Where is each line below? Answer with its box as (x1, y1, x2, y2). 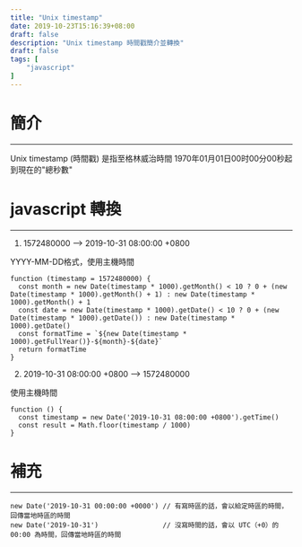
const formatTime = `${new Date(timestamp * (18, 329, 187, 338)
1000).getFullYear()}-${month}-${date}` (10, 337, 164, 346)
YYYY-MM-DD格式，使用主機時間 (10, 256, 135, 267)
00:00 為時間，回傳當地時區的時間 (10, 530, 122, 539)
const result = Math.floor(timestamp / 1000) (18, 420, 192, 429)
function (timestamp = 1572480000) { (10, 274, 151, 283)
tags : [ (10, 55, 39, 64)
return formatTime (18, 345, 88, 354)
